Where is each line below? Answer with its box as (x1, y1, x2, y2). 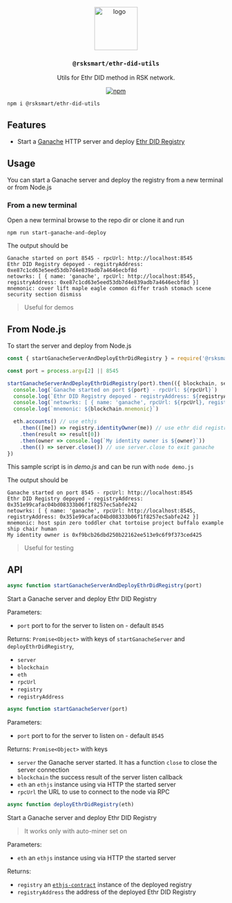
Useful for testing (23, 544, 74, 552)
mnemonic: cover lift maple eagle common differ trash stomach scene (7, 285, 212, 292)
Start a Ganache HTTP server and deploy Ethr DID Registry (17, 137, 185, 146)
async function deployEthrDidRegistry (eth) (7, 801, 135, 808)
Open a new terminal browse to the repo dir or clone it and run (7, 216, 185, 225)
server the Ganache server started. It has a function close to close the (17, 758, 217, 766)
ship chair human (7, 526, 57, 533)
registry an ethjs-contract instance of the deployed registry (17, 880, 192, 888)
